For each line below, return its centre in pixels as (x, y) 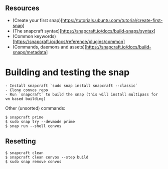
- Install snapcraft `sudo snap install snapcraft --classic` (71, 85)
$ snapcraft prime (24, 117)
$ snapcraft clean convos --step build (47, 157)
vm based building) (26, 99)
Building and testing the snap (67, 72)
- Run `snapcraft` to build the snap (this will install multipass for (81, 94)
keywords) (45, 36)
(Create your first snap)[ (37, 20)
